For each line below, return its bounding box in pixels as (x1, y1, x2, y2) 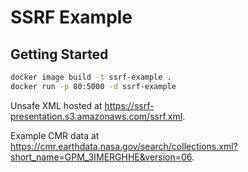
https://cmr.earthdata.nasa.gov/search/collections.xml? (10, 140, 238, 152)
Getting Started (10, 46, 109, 63)
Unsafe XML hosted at (10, 99, 103, 111)
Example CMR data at (10, 129, 100, 141)
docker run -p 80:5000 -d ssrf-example (10, 81, 177, 91)
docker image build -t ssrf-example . (10, 72, 172, 82)
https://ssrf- (104, 99, 155, 111)
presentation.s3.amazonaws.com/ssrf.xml (10, 110, 183, 122)
